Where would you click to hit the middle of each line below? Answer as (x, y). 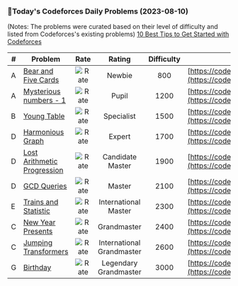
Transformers (46, 252)
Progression (43, 171)
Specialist (119, 116)
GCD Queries (45, 186)
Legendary (120, 263)
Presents (38, 231)
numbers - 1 (44, 101)
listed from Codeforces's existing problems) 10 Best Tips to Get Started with (118, 34)
